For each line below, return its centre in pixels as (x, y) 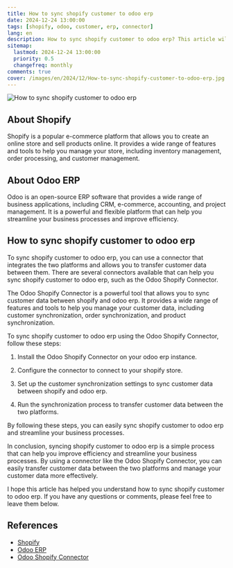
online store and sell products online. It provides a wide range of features (112, 144)
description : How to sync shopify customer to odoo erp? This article (111, 40)
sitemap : (20, 46)
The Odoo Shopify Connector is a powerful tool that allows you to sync (109, 293)
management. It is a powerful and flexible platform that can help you (105, 212)
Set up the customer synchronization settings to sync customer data (115, 384)
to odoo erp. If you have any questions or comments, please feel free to (110, 496)
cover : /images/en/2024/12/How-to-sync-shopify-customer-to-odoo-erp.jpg (116, 78)
